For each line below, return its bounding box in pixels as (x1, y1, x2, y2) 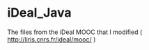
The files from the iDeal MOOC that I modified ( (7, 28, 143, 36)
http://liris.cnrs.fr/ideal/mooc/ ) (7, 35, 96, 43)
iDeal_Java (7, 5, 72, 21)
